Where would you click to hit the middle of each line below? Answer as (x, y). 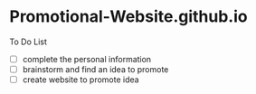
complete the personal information (87, 59)
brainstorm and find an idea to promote (95, 69)
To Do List (28, 42)
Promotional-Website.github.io (128, 17)
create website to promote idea (81, 80)
